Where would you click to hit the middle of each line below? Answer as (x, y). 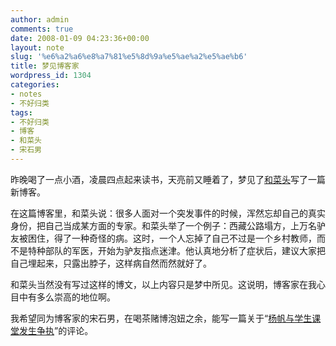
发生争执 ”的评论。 (56, 330)
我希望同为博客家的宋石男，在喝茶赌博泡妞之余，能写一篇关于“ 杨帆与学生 (161, 318)
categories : (35, 85)
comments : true (42, 29)
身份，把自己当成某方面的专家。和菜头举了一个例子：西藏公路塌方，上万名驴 (168, 225)
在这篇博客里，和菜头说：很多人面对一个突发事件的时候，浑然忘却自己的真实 (168, 213)
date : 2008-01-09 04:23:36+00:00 (80, 38)
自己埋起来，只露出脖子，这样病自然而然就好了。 (111, 263)
